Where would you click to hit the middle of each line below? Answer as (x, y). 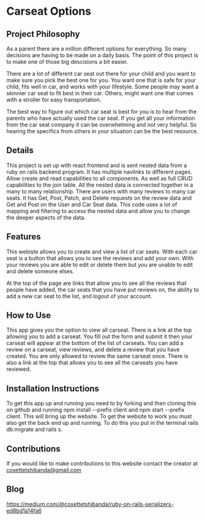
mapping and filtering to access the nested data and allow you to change (98, 211)
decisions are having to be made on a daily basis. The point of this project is (102, 55)
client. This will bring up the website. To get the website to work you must (99, 416)
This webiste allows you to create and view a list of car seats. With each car (102, 251)
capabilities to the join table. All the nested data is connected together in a (100, 185)
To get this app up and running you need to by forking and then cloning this (102, 403)
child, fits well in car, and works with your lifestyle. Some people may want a (102, 87)
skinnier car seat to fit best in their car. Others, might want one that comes (100, 93)
